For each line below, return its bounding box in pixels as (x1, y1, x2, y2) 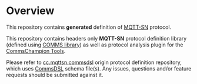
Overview (6, 4, 55, 18)
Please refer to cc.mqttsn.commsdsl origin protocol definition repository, (6, 59, 182, 66)
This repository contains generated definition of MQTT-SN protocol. (6, 23, 172, 31)
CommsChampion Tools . (6, 47, 66, 54)
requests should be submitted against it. (6, 71, 103, 78)
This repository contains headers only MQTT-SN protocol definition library (6, 35, 187, 42)
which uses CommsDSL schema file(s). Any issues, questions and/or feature (6, 65, 192, 72)
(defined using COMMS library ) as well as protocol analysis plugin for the (6, 41, 183, 48)
